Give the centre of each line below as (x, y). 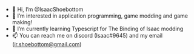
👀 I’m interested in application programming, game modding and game (100, 16)
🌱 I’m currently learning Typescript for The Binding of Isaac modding (98, 29)
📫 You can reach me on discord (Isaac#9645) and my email (87, 35)
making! (22, 22)
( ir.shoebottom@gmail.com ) (47, 44)
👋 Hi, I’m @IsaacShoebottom (48, 9)
